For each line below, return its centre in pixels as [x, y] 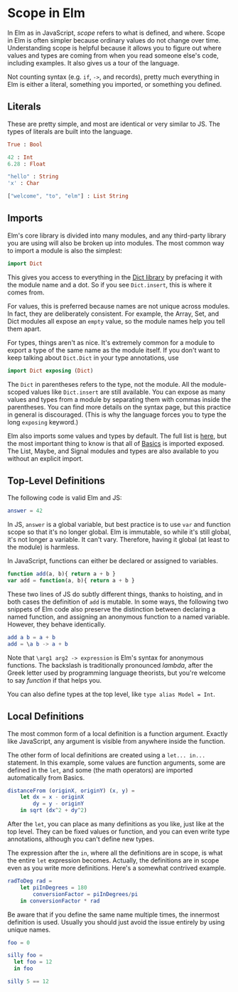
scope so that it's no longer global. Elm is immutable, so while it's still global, [119, 532]
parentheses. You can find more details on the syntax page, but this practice [119, 407]
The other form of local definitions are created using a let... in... [107, 754]
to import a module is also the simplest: [65, 250]
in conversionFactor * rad [60, 901]
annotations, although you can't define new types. [81, 839]
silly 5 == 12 [28, 982]
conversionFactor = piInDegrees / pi [86, 894]
